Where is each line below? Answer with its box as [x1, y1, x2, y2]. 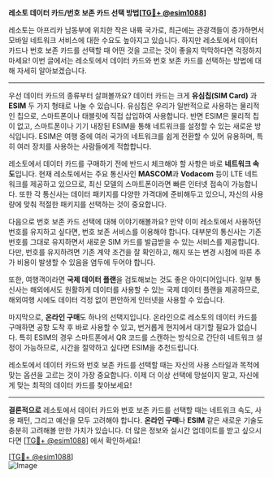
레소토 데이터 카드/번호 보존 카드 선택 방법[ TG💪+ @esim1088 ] [8, 8, 207, 17]
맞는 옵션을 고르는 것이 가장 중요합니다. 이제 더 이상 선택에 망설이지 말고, [8, 370, 238, 380]
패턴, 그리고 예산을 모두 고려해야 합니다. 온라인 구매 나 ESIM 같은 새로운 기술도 [16, 415, 264, 425]
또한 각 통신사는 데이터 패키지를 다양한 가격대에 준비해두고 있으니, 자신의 [19, 189, 249, 198]
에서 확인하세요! [90, 436, 141, 445]
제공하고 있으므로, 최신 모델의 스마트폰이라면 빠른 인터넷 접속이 [29, 179, 230, 189]
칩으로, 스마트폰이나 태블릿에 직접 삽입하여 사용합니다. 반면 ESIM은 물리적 [16, 111, 251, 120]
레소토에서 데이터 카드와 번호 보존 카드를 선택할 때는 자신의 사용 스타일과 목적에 [8, 360, 260, 369]
